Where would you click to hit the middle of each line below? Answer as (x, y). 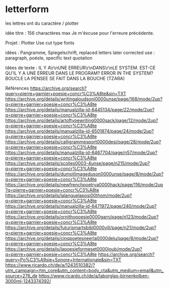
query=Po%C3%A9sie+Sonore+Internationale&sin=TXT (63, 259)
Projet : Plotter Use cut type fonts (40, 43)
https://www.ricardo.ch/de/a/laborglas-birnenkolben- (94, 275)
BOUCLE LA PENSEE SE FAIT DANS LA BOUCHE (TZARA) (65, 78)
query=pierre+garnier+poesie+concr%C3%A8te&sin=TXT (66, 93)
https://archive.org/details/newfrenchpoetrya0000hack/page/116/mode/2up (84, 185)
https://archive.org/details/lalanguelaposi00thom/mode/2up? (69, 195)
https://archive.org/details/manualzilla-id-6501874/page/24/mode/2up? (80, 131)
